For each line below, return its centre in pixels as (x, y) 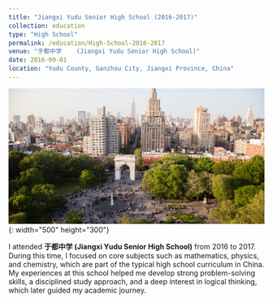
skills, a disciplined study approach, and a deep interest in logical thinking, (133, 282)
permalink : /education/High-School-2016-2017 (87, 43)
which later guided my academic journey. (77, 290)
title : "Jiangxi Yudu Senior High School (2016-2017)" (103, 17)
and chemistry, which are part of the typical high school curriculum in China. (136, 265)
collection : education (47, 26)
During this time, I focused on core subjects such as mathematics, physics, (134, 256)
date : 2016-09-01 (38, 60)
